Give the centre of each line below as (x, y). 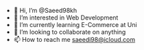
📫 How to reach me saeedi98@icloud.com (74, 40)
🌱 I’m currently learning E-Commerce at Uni (75, 25)
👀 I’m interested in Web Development (66, 18)
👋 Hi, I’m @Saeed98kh (45, 10)
